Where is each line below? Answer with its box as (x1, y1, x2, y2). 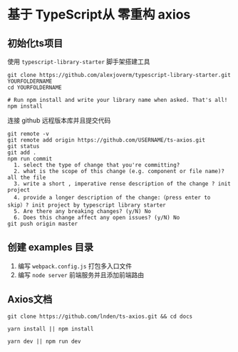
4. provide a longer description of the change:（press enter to (14, 194, 211, 201)
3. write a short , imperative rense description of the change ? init (14, 180, 232, 187)
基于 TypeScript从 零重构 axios (7, 6, 191, 23)
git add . (7, 149, 37, 156)
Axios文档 (7, 294, 53, 306)
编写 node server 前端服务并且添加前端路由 (17, 270, 145, 279)
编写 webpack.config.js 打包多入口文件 (17, 262, 133, 270)
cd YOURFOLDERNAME (7, 84, 62, 91)
